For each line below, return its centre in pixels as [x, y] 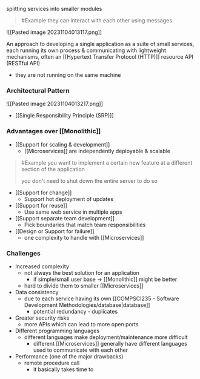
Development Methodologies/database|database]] [87, 305]
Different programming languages [57, 331]
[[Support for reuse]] [41, 205]
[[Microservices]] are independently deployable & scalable [97, 151]
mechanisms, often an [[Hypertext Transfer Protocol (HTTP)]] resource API [100, 57]
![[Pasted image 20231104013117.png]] [54, 32]
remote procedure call [52, 363]
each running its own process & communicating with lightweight [86, 50]
